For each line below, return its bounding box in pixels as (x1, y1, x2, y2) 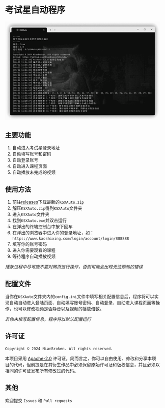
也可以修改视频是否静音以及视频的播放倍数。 (13, 306, 104, 312)
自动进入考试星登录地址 (12, 145, 60, 151)
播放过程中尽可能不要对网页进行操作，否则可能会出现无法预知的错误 (5, 264, 143, 270)
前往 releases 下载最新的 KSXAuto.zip (12, 199, 84, 205)
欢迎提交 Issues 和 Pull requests (5, 397, 72, 403)
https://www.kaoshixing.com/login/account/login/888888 (12, 236, 129, 241)
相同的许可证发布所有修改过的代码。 (5, 368, 79, 374)
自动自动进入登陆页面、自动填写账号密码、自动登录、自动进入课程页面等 (9, 300, 156, 306)
